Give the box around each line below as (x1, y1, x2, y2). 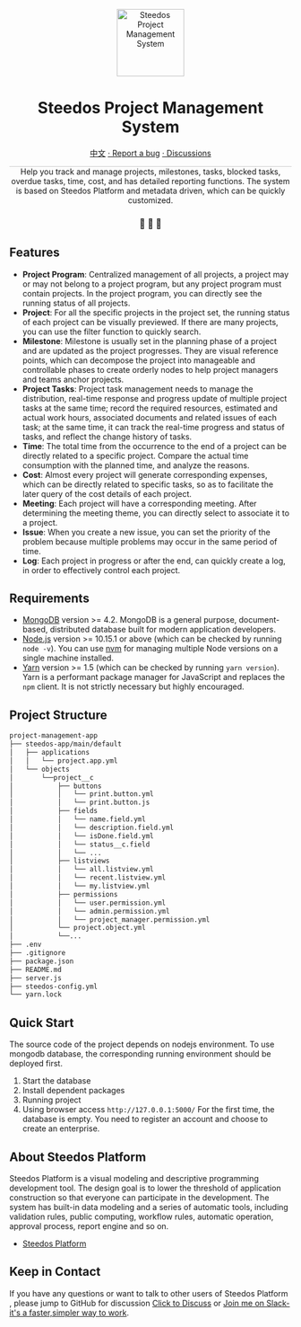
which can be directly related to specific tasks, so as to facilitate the (21, 479, 274, 490)
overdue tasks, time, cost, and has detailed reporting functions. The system (11, 175, 290, 186)
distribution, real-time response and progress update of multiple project (21, 393, 288, 403)
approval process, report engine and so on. (9, 1220, 169, 1231)
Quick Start (9, 1015, 74, 1031)
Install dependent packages (21, 1085, 125, 1096)
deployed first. (9, 1058, 63, 1069)
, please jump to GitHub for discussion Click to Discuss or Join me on (9, 1297, 265, 1308)
